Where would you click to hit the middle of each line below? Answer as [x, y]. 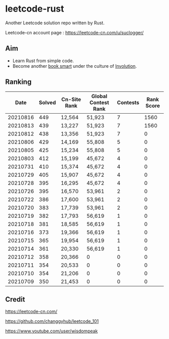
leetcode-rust [35, 9]
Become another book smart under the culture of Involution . [75, 66]
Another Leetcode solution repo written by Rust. [55, 23]
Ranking [18, 82]
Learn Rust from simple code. [43, 61]
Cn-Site [71, 99]
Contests [128, 103]
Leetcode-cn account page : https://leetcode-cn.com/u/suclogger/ [74, 32]
